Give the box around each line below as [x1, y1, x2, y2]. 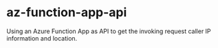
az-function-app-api [6, 5, 127, 20]
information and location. [6, 34, 78, 42]
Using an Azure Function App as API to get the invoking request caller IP [6, 27, 211, 35]
